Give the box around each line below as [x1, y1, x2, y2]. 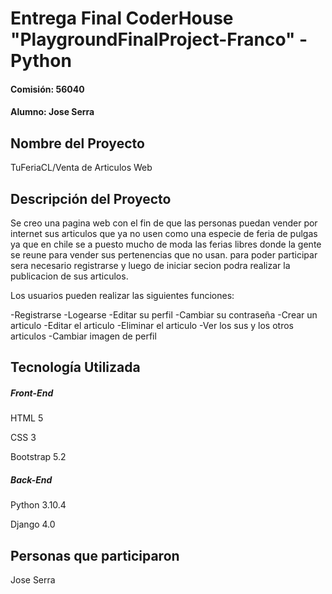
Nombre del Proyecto [10, 135, 145, 152]
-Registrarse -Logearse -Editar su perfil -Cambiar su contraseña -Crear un [10, 309, 318, 321]
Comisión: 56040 [10, 83, 85, 95]
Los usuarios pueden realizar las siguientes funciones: [10, 290, 235, 301]
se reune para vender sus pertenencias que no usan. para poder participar [10, 249, 318, 261]
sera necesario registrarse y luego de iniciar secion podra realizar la [10, 260, 291, 271]
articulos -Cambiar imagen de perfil [10, 330, 157, 342]
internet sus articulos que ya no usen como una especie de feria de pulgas [10, 228, 318, 239]
